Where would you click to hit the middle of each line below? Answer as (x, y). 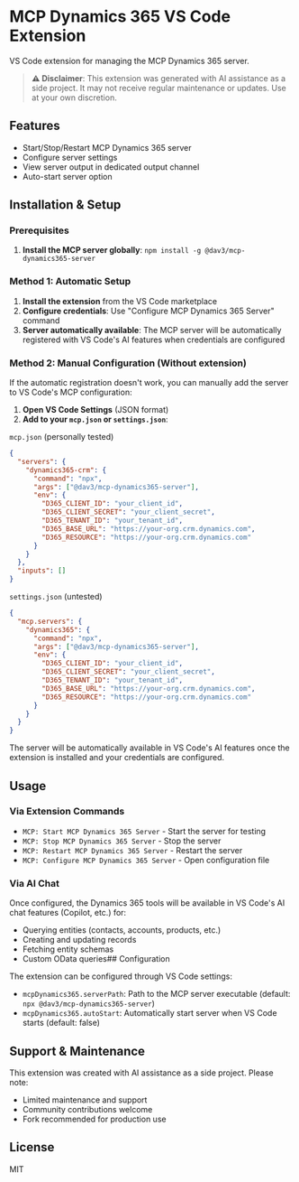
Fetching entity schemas (68, 949)
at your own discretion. (74, 98)
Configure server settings (70, 157)
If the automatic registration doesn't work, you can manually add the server (149, 383)
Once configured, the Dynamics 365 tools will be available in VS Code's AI (147, 903)
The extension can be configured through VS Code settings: (121, 976)
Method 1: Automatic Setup (70, 282)
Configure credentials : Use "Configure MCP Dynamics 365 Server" (148, 311)
